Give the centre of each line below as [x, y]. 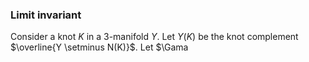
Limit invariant [46, 15]
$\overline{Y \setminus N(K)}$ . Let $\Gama [99, 47]
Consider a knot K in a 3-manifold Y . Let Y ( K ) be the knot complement [154, 37]
